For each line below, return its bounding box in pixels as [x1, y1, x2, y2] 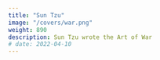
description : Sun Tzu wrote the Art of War [8, 33, 153, 41]
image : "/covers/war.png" [8, 19, 93, 26]
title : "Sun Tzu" [8, 11, 65, 19]
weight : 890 [8, 26, 47, 34]
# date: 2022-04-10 [8, 41, 72, 48]
